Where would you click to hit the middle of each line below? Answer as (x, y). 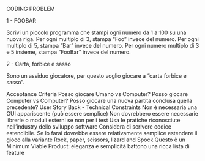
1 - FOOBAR (21, 21)
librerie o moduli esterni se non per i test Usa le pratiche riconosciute (93, 120)
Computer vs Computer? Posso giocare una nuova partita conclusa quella (99, 101)
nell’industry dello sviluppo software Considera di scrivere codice (89, 127)
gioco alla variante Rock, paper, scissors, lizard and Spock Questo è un (96, 140)
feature (15, 153)
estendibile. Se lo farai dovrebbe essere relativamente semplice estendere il (102, 133)
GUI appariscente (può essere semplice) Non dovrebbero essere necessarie (102, 114)
